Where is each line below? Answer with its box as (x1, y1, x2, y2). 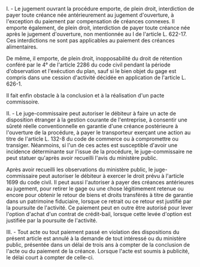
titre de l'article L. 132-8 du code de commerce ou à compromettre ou (6, 135, 178, 142)
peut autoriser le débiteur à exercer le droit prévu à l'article (38, 172, 184, 179)
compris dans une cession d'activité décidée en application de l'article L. (6, 74, 187, 81)
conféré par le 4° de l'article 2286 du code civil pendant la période (6, 61, 171, 68)
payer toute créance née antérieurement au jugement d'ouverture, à (6, 11, 174, 19)
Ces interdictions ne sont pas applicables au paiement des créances (6, 37, 175, 44)
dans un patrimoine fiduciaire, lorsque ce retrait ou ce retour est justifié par (6, 198, 192, 205)
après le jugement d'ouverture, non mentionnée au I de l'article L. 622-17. (6, 31, 187, 38)
